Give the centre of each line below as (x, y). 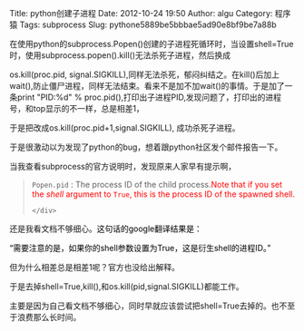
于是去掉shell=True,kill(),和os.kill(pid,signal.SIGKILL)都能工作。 (127, 287)
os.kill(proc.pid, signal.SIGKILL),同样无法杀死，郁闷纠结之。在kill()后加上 (144, 74)
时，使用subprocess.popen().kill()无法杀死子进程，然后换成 (120, 55)
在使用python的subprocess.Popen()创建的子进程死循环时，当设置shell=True (152, 44)
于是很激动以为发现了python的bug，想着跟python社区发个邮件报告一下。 (146, 147)
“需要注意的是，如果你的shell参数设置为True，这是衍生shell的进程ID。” (140, 248)
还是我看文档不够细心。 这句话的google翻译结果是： (106, 229)
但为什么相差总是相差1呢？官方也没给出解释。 (94, 267)
